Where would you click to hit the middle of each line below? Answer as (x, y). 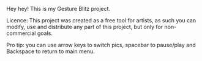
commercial (21, 33)
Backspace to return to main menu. (50, 51)
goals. (45, 33)
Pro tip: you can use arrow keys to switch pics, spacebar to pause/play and (101, 45)
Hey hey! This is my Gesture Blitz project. (58, 9)
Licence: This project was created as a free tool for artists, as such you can (101, 20)
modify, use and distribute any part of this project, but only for (85, 27)
